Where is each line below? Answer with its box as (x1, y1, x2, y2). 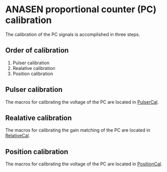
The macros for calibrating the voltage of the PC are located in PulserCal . (5, 99, 159, 105)
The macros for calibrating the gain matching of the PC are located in (5, 127, 151, 133)
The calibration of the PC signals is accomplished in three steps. (5, 31, 140, 37)
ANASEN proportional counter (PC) (5, 4, 157, 15)
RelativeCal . (5, 133, 31, 139)
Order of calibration (5, 46, 69, 55)
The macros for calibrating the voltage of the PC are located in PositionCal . (5, 161, 162, 167)
